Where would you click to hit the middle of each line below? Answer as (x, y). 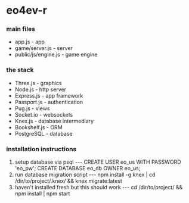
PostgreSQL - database (44, 133)
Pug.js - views (32, 108)
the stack (20, 70)
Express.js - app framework (49, 95)
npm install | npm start (42, 193)
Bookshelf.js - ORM (38, 127)
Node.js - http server (41, 89)
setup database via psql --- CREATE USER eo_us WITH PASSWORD (98, 162)
